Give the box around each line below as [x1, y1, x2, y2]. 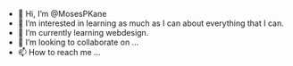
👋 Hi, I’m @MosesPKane [17, 9, 107, 19]
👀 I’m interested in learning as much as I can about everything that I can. [17, 18, 284, 29]
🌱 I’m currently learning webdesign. [17, 28, 149, 37]
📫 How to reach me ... [17, 47, 101, 57]
